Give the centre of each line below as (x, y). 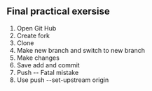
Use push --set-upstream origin (63, 80)
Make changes (38, 58)
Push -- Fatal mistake (48, 72)
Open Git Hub (36, 28)
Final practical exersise (58, 11)
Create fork (33, 35)
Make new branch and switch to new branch (81, 50)
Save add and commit (48, 65)
